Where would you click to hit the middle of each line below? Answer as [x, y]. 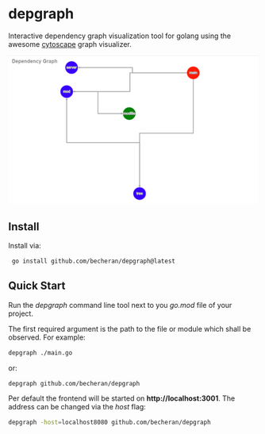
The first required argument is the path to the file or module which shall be [130, 328]
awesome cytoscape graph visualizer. [70, 44]
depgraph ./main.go [40, 353]
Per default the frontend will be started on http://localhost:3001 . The [122, 398]
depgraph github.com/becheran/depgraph [74, 383]
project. [21, 313]
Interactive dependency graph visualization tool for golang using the [120, 36]
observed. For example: [47, 337]
